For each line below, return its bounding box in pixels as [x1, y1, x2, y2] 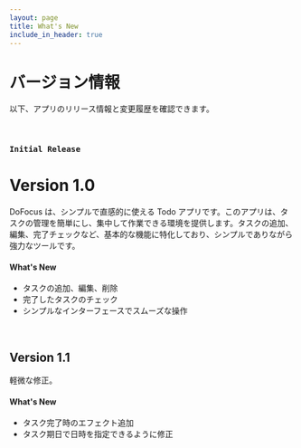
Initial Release [9, 144, 81, 155]
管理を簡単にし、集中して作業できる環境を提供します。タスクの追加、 [33, 218, 294, 229]
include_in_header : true [9, 30, 103, 39]
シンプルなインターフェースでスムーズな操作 [22, 305, 188, 317]
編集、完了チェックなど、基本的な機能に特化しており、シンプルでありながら [9, 229, 294, 240]
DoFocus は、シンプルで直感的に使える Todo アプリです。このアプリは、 [9, 206, 281, 217]
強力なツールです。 [9, 241, 80, 252]
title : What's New [9, 22, 79, 31]
